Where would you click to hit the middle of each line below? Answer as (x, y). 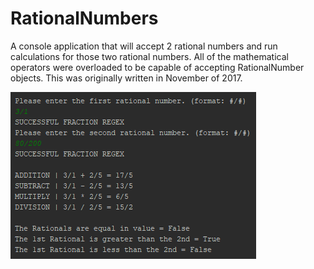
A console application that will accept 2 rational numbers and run (144, 46)
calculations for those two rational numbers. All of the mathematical (149, 56)
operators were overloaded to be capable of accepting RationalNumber (157, 67)
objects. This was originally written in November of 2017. (126, 78)
